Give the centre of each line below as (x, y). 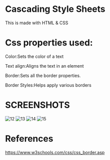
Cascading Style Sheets (55, 9)
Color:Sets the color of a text (35, 56)
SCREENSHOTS (37, 105)
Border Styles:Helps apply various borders (48, 85)
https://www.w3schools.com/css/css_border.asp (55, 152)
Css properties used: (49, 43)
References (29, 139)
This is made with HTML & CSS (37, 23)
